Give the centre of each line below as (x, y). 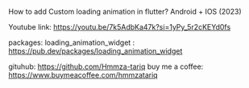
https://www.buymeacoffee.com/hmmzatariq (83, 75)
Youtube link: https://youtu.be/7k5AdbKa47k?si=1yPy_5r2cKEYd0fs (120, 27)
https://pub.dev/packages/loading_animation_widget (95, 51)
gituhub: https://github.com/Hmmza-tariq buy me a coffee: (106, 66)
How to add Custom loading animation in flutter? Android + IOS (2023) (125, 12)
